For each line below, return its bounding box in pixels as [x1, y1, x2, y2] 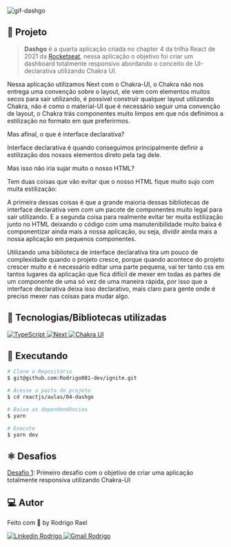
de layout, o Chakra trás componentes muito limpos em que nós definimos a [7, 109, 224, 117]
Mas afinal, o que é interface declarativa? [7, 130, 125, 138]
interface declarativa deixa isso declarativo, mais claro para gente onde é [7, 285, 216, 293]
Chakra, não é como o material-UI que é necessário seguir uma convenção [7, 102, 221, 110]
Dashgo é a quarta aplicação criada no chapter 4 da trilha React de [23, 45, 216, 53]
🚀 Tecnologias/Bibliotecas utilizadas [7, 312, 167, 324]
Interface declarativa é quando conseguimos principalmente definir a [7, 143, 203, 152]
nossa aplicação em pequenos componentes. [7, 234, 137, 242]
